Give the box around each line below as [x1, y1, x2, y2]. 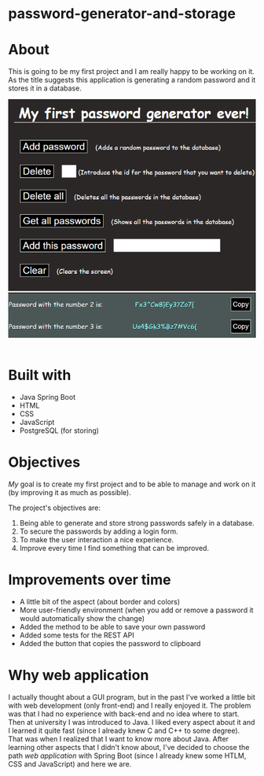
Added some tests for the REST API [19, 630, 135, 640]
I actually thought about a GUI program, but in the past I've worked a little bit [8, 692, 255, 701]
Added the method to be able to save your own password [19, 622, 206, 631]
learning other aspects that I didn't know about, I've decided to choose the [8, 742, 250, 752]
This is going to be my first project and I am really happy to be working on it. [8, 67, 255, 76]
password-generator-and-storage [8, 5, 236, 23]
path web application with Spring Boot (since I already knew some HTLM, [8, 751, 247, 760]
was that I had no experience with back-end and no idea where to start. [8, 709, 240, 719]
